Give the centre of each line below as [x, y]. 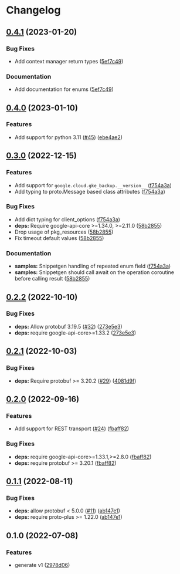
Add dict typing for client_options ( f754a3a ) [67, 219]
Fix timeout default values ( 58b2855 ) [59, 238]
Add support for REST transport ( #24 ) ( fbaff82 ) [72, 428]
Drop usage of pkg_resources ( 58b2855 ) [64, 232]
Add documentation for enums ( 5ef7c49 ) [64, 89]
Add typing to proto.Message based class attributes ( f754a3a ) [90, 191]
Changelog [33, 10]
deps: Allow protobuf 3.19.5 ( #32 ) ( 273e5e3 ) [68, 326]
